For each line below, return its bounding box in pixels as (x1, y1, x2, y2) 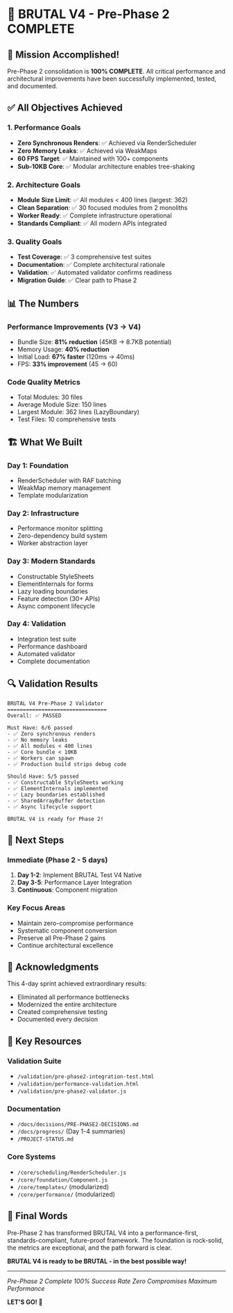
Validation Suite (7, 1056, 62, 1066)
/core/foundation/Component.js (17, 1176, 108, 1184)
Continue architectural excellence (17, 941, 114, 949)
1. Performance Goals (7, 123, 81, 133)
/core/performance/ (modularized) (17, 1190, 116, 1198)
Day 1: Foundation (7, 460, 69, 470)
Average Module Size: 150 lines (17, 400, 107, 409)
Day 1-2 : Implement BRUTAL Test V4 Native (17, 871, 142, 879)
